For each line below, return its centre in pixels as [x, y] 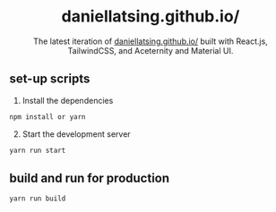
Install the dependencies [68, 100]
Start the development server [77, 134]
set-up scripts [50, 79]
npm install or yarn [48, 117]
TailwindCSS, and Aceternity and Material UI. [151, 50]
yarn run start [38, 150]
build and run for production [90, 178]
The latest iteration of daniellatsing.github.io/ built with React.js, [151, 41]
